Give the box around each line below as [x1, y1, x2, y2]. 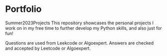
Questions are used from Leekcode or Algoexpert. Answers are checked [5, 40, 154, 46]
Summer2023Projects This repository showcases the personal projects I [5, 20, 154, 26]
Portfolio [5, 3, 42, 15]
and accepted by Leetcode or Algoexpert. [5, 45, 91, 51]
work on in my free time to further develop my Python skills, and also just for [5, 25, 162, 31]
